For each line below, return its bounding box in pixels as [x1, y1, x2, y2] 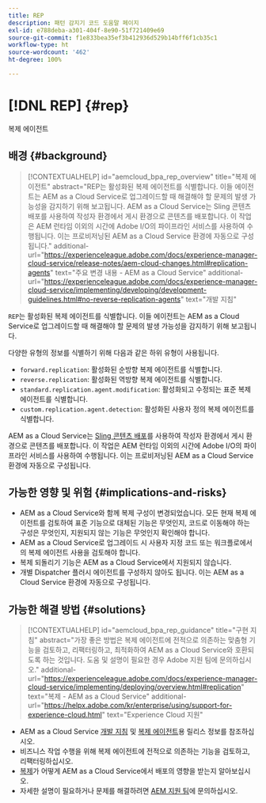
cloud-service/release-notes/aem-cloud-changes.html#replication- [27, 258, 249, 267]
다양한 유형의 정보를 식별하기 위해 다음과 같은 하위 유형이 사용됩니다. [8, 347, 219, 357]
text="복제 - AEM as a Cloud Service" [27, 691, 150, 701]
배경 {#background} [8, 150, 108, 163]
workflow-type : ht [8, 41, 69, 49]
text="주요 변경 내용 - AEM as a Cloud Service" [55, 267, 207, 277]
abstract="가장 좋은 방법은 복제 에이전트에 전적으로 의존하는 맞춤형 [39, 635, 248, 645]
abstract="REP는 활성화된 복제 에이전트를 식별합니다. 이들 [51, 181, 234, 191]
